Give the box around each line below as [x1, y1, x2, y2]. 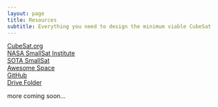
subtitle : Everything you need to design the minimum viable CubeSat [7, 23, 212, 30]
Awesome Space [7, 64, 55, 72]
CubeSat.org [7, 42, 43, 50]
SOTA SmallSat [7, 57, 50, 65]
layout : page [7, 10, 45, 17]
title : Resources [7, 17, 57, 23]
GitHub [7, 71, 28, 79]
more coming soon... [7, 92, 66, 100]
